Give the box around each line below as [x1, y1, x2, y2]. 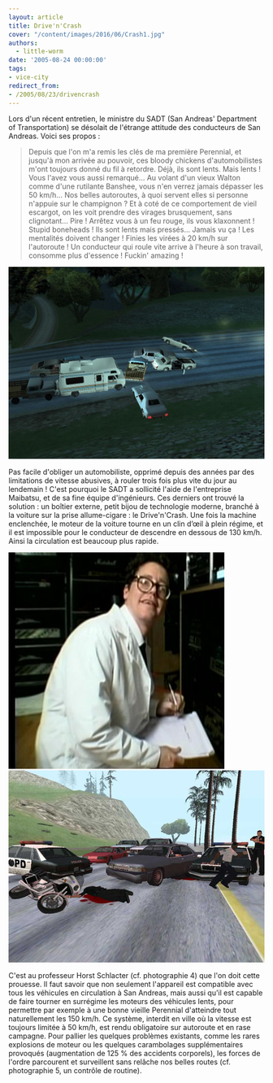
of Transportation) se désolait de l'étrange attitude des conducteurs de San [8, 122, 262, 132]
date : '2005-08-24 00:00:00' [8, 56, 107, 64]
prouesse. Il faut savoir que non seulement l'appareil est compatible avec [8, 979, 253, 989]
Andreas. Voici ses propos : [8, 131, 101, 141]
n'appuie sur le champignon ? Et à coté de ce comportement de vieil [28, 198, 258, 208]
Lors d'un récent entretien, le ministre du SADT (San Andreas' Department [8, 114, 258, 124]
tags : [8, 65, 27, 73]
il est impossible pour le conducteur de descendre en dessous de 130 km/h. [8, 527, 262, 537]
